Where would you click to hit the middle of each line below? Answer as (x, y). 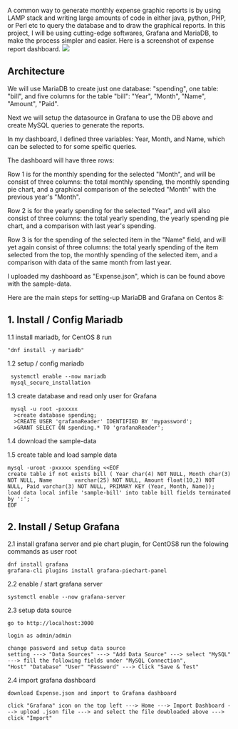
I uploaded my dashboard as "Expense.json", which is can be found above (117, 276)
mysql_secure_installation (51, 383)
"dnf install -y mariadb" (46, 350)
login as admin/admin (40, 636)
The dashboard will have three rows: (61, 160)
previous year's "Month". (44, 197)
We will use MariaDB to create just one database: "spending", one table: (113, 88)
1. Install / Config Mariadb (65, 320)
